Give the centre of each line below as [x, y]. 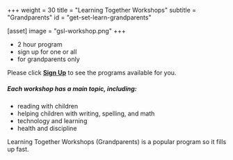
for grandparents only [48, 59]
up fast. [18, 149]
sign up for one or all [47, 52]
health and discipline [47, 128]
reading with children [48, 106]
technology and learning [52, 120]
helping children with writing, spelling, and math [86, 113]
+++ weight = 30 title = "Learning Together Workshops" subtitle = [102, 10]
